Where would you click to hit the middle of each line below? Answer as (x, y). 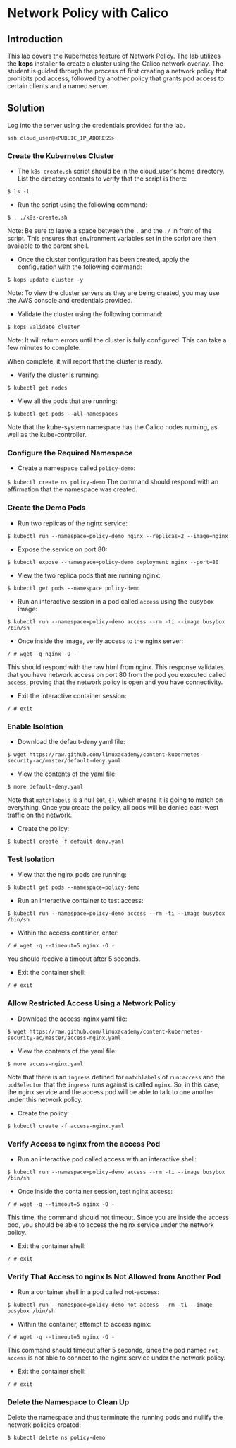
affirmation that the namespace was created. (73, 489)
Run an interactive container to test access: (80, 901)
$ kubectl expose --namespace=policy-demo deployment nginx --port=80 (113, 562)
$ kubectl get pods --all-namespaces (63, 414)
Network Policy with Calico (88, 13)
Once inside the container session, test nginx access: (95, 1191)
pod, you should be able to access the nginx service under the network (111, 1225)
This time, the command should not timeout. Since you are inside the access (118, 1217)
